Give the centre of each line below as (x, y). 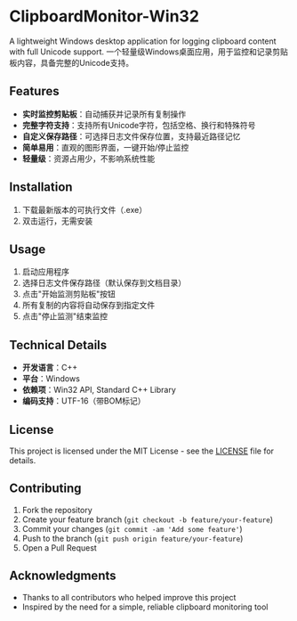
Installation (41, 188)
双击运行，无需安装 (57, 221)
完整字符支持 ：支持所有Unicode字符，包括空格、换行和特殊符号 (139, 125)
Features (34, 91)
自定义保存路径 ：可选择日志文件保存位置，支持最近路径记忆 (131, 136)
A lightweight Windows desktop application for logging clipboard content (143, 41)
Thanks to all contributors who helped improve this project (129, 597)
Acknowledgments (63, 576)
